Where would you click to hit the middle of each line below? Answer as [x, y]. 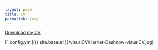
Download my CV [23, 33]
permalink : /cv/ [22, 19]
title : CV [15, 14]
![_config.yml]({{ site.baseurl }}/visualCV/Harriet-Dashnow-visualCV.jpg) [79, 42]
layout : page [19, 10]
